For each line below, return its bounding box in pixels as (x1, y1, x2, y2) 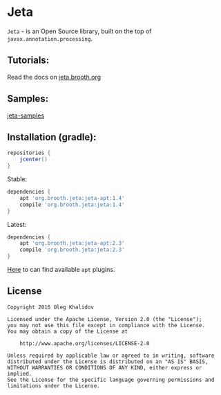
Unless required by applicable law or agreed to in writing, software (7, 352, 215, 359)
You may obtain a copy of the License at (7, 328, 128, 335)
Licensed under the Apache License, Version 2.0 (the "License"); (7, 315, 202, 322)
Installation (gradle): (7, 131, 97, 143)
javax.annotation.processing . (7, 34, 93, 42)
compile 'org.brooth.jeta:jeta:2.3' (19, 246, 126, 253)
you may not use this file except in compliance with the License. (7, 322, 206, 329)
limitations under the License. (7, 382, 100, 389)
